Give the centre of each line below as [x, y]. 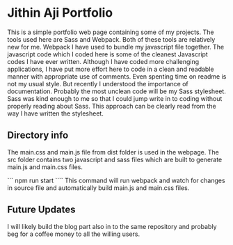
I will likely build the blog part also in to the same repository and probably [112, 226]
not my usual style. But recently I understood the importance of [98, 84]
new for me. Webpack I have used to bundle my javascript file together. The [116, 47]
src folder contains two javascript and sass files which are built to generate [115, 159]
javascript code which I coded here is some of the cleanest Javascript [108, 54]
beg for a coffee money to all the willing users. [74, 234]
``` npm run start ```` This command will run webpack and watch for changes [116, 180]
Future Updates [41, 210]
